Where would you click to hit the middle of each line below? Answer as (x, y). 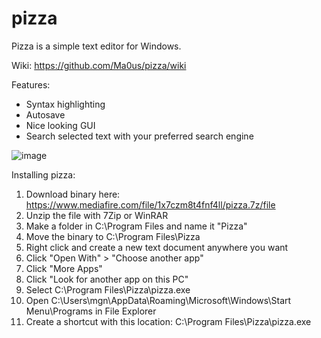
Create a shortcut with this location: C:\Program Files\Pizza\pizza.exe (168, 321)
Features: (31, 84)
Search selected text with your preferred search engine (139, 136)
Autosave (45, 114)
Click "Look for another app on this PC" (107, 279)
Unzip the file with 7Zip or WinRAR (97, 215)
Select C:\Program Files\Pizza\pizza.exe (108, 289)
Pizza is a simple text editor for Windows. (96, 46)
